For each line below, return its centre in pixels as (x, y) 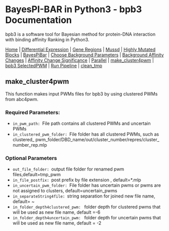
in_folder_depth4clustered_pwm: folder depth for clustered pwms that (87, 207)
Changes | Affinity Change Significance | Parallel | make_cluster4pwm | (80, 60)
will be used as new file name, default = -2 (57, 223)
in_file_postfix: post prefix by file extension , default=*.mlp (77, 180)
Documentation (39, 20)
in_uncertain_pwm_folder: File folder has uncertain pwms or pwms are (87, 185)
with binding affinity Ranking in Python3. (47, 40)
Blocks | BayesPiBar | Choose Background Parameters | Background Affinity (85, 55)
